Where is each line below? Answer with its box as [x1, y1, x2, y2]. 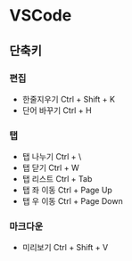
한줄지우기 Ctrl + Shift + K [21, 94, 116, 104]
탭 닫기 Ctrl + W [21, 162, 79, 174]
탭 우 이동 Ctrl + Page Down [21, 196, 123, 207]
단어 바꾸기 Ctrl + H [21, 104, 92, 116]
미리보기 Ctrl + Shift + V [21, 242, 109, 253]
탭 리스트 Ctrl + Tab [21, 174, 93, 184]
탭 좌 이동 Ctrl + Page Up [21, 184, 113, 196]
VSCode [9, 5, 72, 26]
